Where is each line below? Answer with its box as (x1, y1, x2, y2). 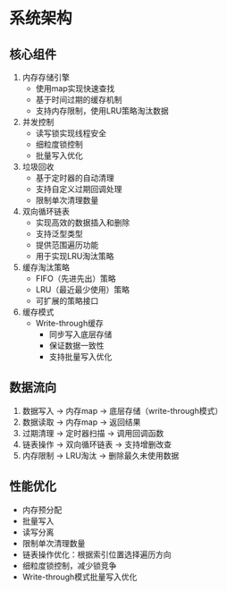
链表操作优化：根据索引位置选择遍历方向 (21, 549, 172, 560)
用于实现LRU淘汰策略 (35, 251, 114, 261)
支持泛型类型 (35, 229, 83, 239)
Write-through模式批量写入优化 (21, 571, 138, 582)
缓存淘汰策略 (21, 262, 70, 273)
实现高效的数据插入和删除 (35, 217, 130, 228)
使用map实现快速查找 (35, 83, 115, 94)
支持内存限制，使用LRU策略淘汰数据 (35, 106, 169, 116)
